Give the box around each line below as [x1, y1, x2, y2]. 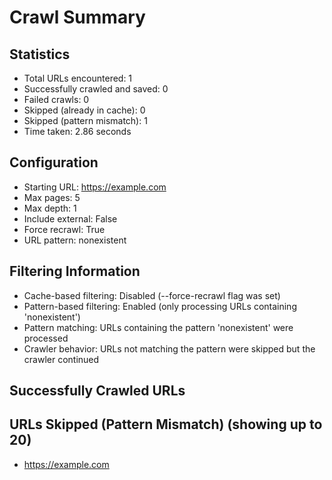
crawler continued [23, 353, 100, 365]
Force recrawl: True [23, 223, 106, 235]
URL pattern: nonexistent [23, 234, 127, 246]
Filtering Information [9, 263, 141, 280]
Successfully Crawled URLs [9, 382, 186, 400]
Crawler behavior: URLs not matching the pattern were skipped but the [23, 342, 316, 355]
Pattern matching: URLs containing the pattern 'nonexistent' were [23, 321, 294, 333]
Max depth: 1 [23, 202, 77, 214]
